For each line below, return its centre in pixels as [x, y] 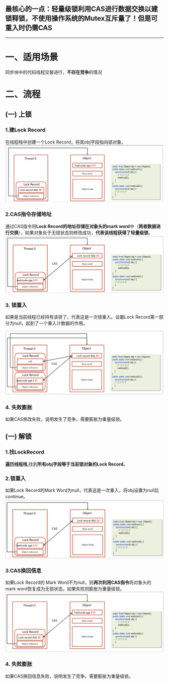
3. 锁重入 [16, 305]
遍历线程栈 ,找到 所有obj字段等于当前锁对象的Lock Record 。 [67, 464]
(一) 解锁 [18, 437]
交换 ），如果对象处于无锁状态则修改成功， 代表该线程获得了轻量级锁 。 [81, 233]
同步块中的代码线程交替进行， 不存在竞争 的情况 [54, 72]
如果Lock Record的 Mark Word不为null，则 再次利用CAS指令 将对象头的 [78, 582]
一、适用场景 [32, 57]
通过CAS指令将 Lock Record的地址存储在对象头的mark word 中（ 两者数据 [81, 226]
